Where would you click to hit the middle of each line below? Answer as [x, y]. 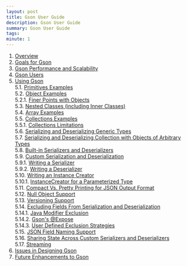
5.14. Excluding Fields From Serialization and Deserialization [88, 207]
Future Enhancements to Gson [51, 257]
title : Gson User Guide [36, 17]
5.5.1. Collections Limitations [49, 125]
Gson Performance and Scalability [57, 68]
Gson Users [29, 75]
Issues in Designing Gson [46, 251]
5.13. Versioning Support [44, 200]
